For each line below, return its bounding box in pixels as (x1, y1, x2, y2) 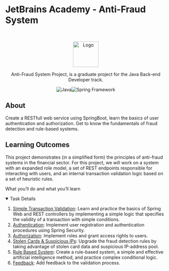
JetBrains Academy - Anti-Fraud (5, 4, 146, 15)
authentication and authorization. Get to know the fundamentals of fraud (5, 120, 158, 126)
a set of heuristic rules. (5, 176, 54, 182)
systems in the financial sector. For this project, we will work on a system (5, 159, 159, 165)
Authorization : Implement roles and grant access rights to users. (12, 232, 148, 238)
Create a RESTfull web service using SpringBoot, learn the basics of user (5, 115, 159, 121)
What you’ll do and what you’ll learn (5, 185, 81, 192)
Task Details (10, 195, 36, 202)
